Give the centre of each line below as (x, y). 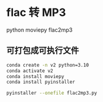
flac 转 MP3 (36, 13)
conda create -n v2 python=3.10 (48, 65)
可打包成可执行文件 (43, 50)
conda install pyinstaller (41, 82)
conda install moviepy (35, 76)
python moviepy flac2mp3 (40, 30)
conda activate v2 (30, 71)
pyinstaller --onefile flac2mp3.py (52, 93)
